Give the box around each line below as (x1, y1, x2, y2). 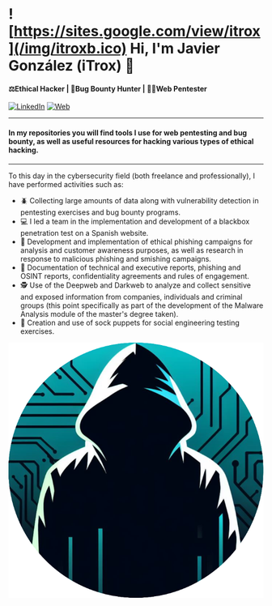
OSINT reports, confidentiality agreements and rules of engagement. (19, 271, 249, 280)
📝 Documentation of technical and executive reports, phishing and (19, 262, 241, 272)
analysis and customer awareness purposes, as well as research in (19, 245, 244, 255)
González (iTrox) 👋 (8, 57, 135, 75)
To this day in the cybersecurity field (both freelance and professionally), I (8, 171, 255, 181)
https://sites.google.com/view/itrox (13, 22, 261, 41)
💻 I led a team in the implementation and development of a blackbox (19, 216, 250, 226)
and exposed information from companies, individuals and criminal (19, 292, 243, 301)
